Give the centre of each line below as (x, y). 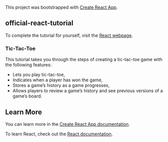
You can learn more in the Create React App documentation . (68, 124)
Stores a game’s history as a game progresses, (61, 85)
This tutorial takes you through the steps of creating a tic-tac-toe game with (84, 60)
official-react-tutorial (39, 23)
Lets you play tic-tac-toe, (39, 75)
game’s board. (27, 96)
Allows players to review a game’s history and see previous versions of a (88, 91)
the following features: (28, 65)
